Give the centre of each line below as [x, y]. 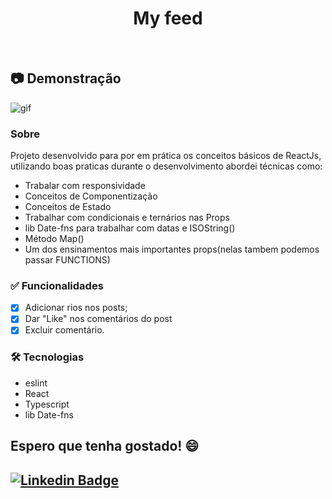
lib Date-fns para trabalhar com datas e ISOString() [130, 228]
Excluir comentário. [64, 330]
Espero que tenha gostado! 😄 [105, 446]
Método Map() [54, 239]
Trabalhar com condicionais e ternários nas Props [127, 218]
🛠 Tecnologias [47, 357]
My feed [168, 18]
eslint [36, 383]
